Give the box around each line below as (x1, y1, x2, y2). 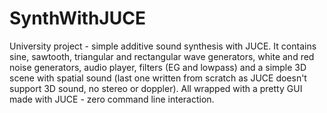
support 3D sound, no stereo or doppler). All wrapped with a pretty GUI (9, 82, 303, 94)
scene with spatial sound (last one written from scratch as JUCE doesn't (9, 72, 307, 84)
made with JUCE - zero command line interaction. (9, 93, 215, 105)
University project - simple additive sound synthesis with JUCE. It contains (9, 40, 317, 52)
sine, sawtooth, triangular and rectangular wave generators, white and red (9, 50, 315, 62)
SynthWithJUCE (9, 7, 146, 30)
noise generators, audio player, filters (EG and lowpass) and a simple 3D (9, 61, 307, 73)
